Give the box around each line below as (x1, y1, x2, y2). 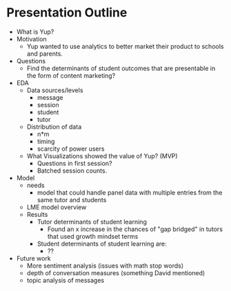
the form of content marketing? (26, 71, 116, 80)
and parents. (26, 50, 63, 58)
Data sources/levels (26, 86, 83, 94)
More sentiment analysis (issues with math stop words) (26, 261, 184, 270)
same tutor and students (37, 195, 107, 204)
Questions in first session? (37, 159, 112, 167)
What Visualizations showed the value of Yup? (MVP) (26, 151, 178, 160)
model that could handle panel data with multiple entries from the (37, 188, 223, 197)
